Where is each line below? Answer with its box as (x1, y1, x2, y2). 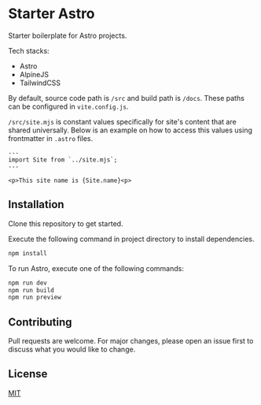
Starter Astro (8, 5, 96, 23)
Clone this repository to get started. (8, 218, 123, 229)
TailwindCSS (19, 78, 61, 87)
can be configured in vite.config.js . (8, 102, 129, 111)
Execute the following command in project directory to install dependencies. (8, 234, 255, 243)
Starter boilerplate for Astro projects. (8, 31, 127, 40)
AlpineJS (19, 69, 50, 79)
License (8, 367, 48, 381)
